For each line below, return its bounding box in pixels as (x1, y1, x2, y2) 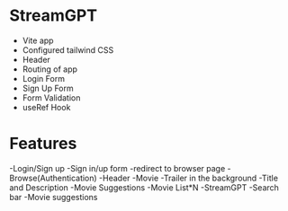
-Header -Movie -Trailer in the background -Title (98, 172, 279, 183)
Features (9, 134, 77, 154)
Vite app (22, 35, 54, 46)
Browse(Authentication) (9, 172, 97, 183)
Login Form (22, 73, 66, 84)
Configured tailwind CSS (22, 44, 114, 55)
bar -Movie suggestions (9, 191, 98, 202)
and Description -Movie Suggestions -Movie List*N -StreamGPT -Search (9, 181, 279, 193)
